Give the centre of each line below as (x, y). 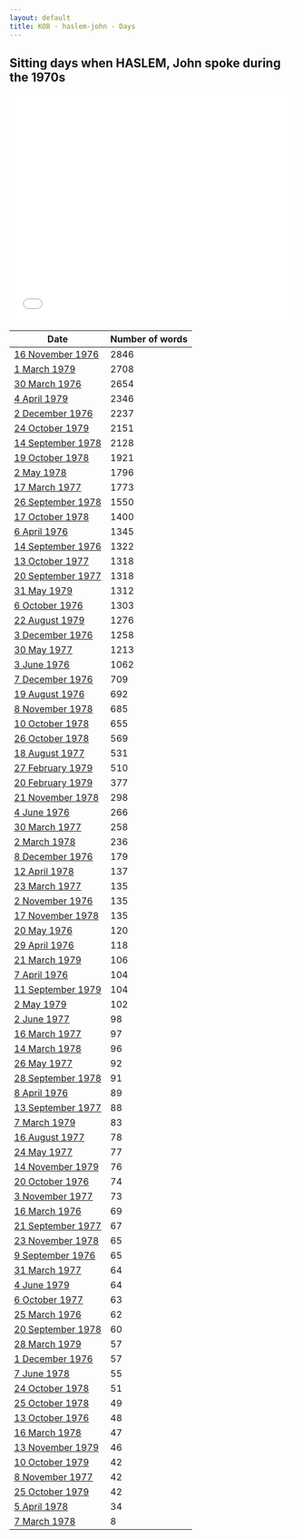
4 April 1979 (41, 399)
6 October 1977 (49, 1300)
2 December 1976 (54, 414)
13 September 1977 (58, 1108)
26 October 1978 (52, 739)
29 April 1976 (44, 945)
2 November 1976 (54, 901)
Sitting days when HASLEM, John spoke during (145, 63)
